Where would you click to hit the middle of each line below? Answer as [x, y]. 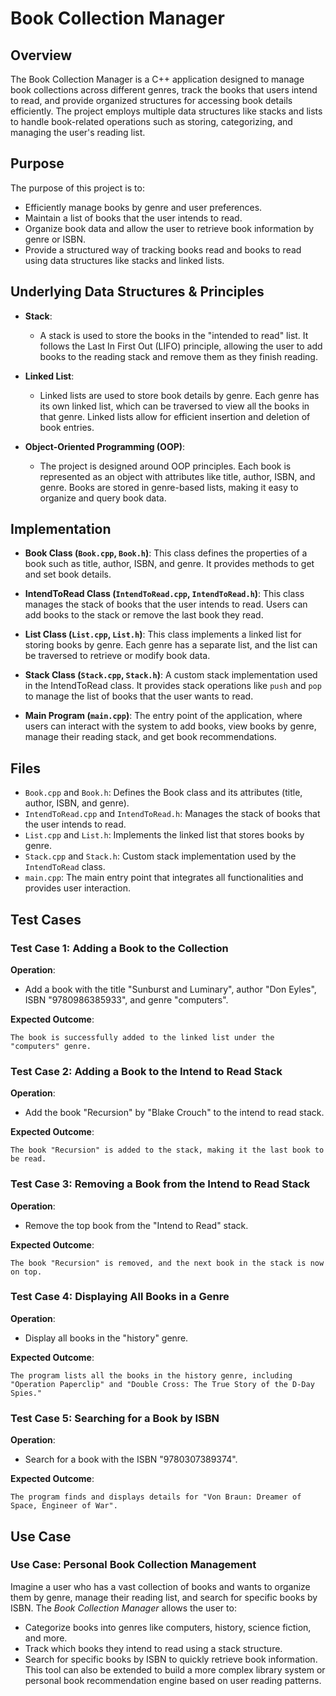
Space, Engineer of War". [64, 1506]
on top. [26, 1272]
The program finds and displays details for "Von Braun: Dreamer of [156, 1497]
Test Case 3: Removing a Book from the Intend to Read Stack [160, 1184]
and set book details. [68, 574]
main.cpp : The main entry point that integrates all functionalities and [164, 878]
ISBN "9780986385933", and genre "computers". [126, 999]
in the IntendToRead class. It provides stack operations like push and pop [173, 686]
